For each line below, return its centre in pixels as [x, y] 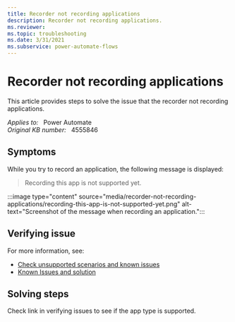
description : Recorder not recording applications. [85, 20]
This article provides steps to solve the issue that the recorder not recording [118, 101]
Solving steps [38, 294]
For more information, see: [46, 251]
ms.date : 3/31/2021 [36, 40]
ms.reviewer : [26, 27]
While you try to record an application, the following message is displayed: [115, 169]
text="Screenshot [33, 211]
